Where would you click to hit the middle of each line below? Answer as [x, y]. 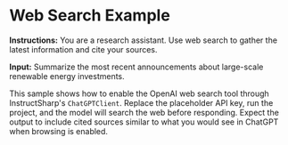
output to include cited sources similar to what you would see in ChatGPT [144, 122]
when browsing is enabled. [59, 131]
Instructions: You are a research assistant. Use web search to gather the [144, 40]
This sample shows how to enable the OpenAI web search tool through [139, 93]
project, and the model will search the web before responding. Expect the [144, 112]
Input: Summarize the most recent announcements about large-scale [136, 67]
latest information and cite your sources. [83, 49]
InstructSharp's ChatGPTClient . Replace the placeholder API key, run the [141, 102]
